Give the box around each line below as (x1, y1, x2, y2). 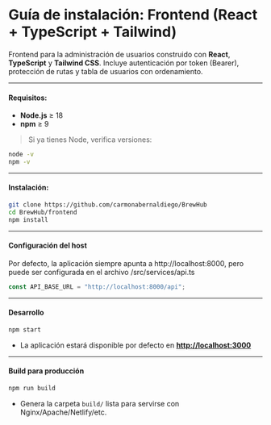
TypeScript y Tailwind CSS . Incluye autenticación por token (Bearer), (8, 58, 240, 68)
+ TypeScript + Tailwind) (8, 23, 177, 41)
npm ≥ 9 (19, 119, 49, 129)
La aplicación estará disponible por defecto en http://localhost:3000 (19, 340, 252, 350)
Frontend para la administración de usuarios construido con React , (8, 49, 231, 59)
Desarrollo (8, 308, 44, 318)
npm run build (8, 385, 56, 393)
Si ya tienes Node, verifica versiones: (27, 135, 152, 144)
